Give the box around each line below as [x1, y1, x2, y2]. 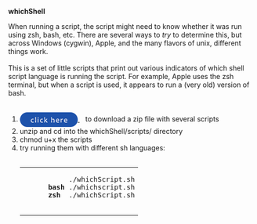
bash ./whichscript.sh [48, 182, 136, 191]
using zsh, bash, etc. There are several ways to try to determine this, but [8, 31, 242, 39]
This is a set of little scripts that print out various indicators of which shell [8, 63, 244, 73]
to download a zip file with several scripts [85, 114, 219, 124]
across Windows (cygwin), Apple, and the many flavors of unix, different [8, 38, 241, 48]
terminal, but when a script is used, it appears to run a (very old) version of [8, 80, 250, 89]
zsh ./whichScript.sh [48, 190, 136, 199]
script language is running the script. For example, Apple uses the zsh [8, 72, 234, 81]
